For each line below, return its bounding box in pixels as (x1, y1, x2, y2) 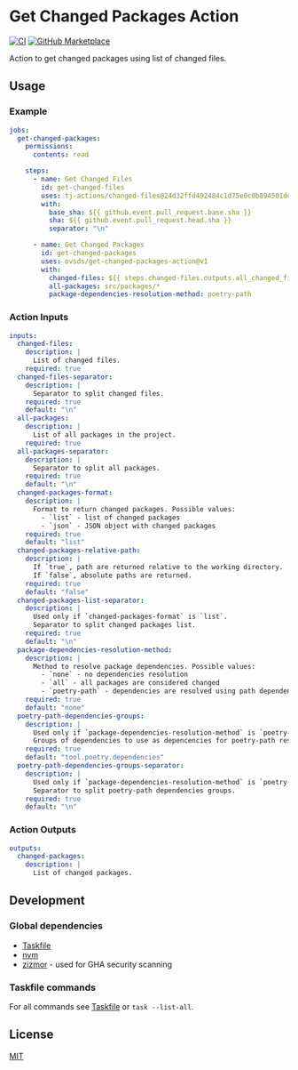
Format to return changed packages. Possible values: (32, 504, 237, 513)
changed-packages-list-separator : (17, 596, 145, 605)
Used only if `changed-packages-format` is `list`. (32, 612, 228, 622)
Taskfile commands (9, 981, 96, 994)
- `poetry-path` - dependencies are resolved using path (41, 687, 255, 696)
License (9, 1027, 54, 1042)
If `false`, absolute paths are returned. (32, 571, 192, 580)
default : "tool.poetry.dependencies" (25, 753, 165, 762)
